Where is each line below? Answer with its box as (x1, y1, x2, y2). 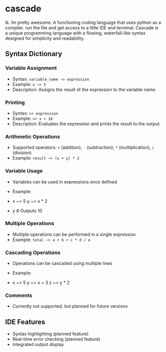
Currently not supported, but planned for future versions (12, 303, 128, 309)
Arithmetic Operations (5, 133, 61, 140)
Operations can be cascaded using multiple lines (12, 261, 113, 266)
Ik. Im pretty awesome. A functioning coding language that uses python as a (5, 19, 162, 25)
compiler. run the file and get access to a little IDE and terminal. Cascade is (5, 24, 159, 30)
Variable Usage (5, 168, 43, 175)
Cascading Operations (5, 249, 61, 256)
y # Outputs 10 (12, 207, 43, 214)
